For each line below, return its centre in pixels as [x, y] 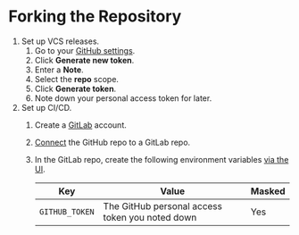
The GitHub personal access [162, 206]
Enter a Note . [59, 70]
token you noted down [150, 217]
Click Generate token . [75, 88]
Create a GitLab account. [80, 125]
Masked [268, 191]
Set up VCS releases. [60, 41]
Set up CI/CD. [46, 107]
